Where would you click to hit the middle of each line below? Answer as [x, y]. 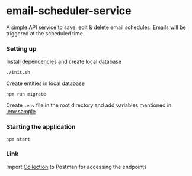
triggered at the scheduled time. [45, 33]
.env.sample [21, 112]
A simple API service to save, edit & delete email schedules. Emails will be [96, 27]
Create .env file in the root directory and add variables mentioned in [89, 105]
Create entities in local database [45, 83]
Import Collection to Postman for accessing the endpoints [76, 167]
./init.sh [18, 73]
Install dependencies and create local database [64, 62]
